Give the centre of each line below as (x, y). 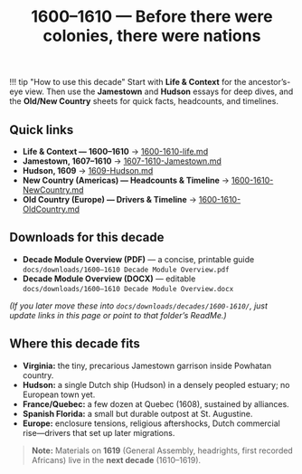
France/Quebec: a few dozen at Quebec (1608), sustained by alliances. (156, 403)
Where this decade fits (75, 344)
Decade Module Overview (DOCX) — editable (109, 279)
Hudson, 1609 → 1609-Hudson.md (88, 171)
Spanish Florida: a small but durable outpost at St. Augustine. (137, 413)
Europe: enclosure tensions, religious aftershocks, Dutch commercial (151, 423)
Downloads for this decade (87, 237)
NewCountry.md (53, 190)
